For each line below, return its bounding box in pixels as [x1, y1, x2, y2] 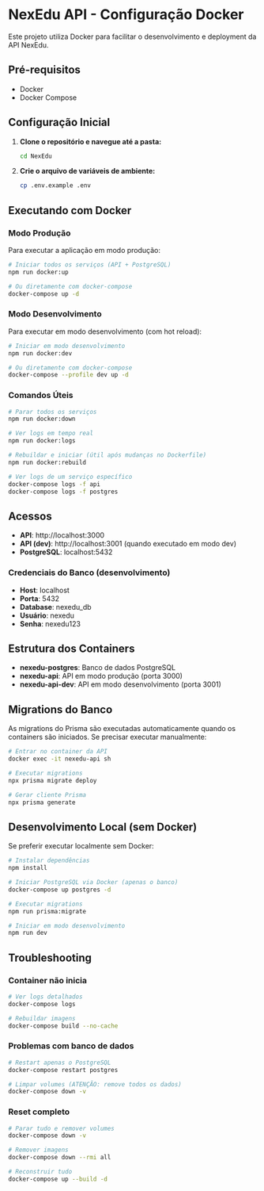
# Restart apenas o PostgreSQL [8, 1059, 111, 1067]
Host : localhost [19, 585, 70, 595]
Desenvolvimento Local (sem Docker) [8, 820, 198, 833]
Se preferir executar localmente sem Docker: [8, 841, 154, 851]
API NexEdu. [8, 40, 49, 49]
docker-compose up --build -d [8, 1175, 108, 1183]
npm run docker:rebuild [8, 458, 87, 466]
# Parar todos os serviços [8, 408, 97, 416]
